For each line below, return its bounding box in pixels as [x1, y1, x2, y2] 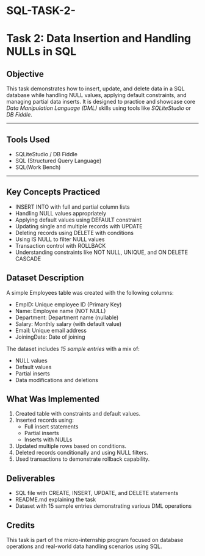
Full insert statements [24, 423, 79, 430]
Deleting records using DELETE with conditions [15, 229, 134, 236]
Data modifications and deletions [15, 376, 99, 383]
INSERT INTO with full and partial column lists [15, 203, 130, 211]
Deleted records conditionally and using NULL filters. [15, 449, 148, 457]
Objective [6, 68, 45, 79]
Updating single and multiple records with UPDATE [15, 222, 143, 229]
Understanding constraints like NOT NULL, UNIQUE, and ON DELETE [15, 248, 188, 256]
